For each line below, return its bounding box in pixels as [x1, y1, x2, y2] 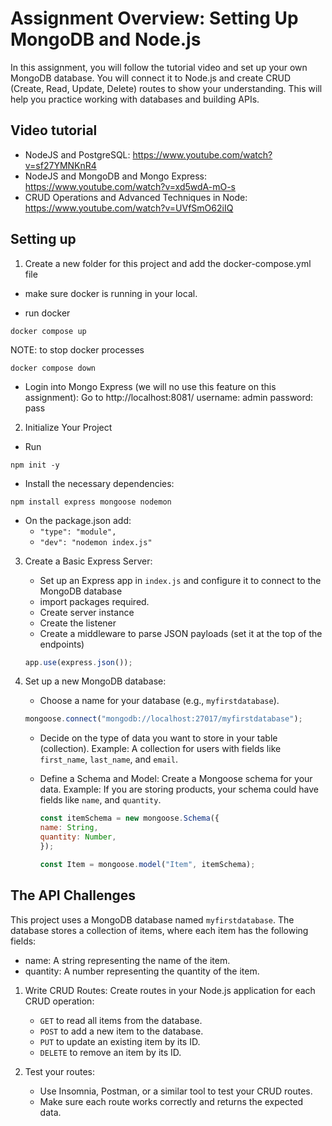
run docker [24, 307, 71, 319]
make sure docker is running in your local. [24, 287, 198, 299]
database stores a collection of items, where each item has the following [10, 924, 309, 936]
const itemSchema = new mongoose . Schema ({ [39, 813, 220, 824]
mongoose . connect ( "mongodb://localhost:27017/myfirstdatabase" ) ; [24, 714, 303, 724]
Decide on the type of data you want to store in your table [39, 732, 278, 744]
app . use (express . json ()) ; [24, 657, 133, 667]
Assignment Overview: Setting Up [10, 7, 299, 30]
